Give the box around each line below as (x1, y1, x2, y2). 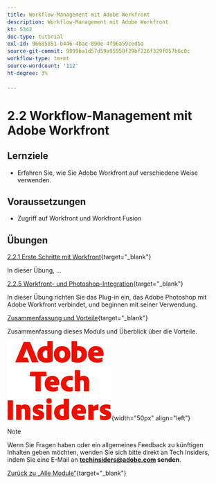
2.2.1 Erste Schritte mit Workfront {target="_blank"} (7, 253, 152, 261)
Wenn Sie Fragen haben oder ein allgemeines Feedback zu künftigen (7, 441, 204, 449)
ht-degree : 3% (7, 69, 48, 76)
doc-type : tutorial (7, 33, 64, 40)
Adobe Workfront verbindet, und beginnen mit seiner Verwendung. (7, 300, 198, 309)
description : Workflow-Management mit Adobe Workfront (7, 18, 169, 26)
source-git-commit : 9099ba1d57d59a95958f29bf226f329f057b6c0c (7, 48, 190, 55)
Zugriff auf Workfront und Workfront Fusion (17, 214, 142, 223)
